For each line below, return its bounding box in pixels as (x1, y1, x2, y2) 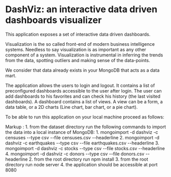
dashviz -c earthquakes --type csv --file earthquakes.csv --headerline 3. (5, 140, 160, 146)
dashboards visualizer (5, 14, 102, 26)
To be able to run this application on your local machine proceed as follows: (5, 113, 164, 120)
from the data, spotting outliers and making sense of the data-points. (5, 57, 151, 63)
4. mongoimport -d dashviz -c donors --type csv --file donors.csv (5, 151, 144, 157)
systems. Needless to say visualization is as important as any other (5, 46, 146, 52)
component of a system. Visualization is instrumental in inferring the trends (5, 52, 163, 58)
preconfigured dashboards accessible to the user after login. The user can (5, 87, 162, 94)
